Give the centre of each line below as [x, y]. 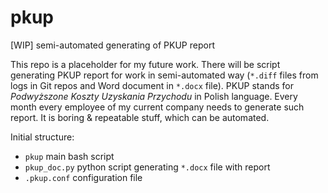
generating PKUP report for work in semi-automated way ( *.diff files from [164, 75]
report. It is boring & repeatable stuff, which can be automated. [140, 117]
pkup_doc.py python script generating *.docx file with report [147, 167]
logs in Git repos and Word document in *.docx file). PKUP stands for [152, 85]
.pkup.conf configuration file [83, 177]
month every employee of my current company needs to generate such [157, 107]
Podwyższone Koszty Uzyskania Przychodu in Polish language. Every [154, 96]
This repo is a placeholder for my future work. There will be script [145, 64]
